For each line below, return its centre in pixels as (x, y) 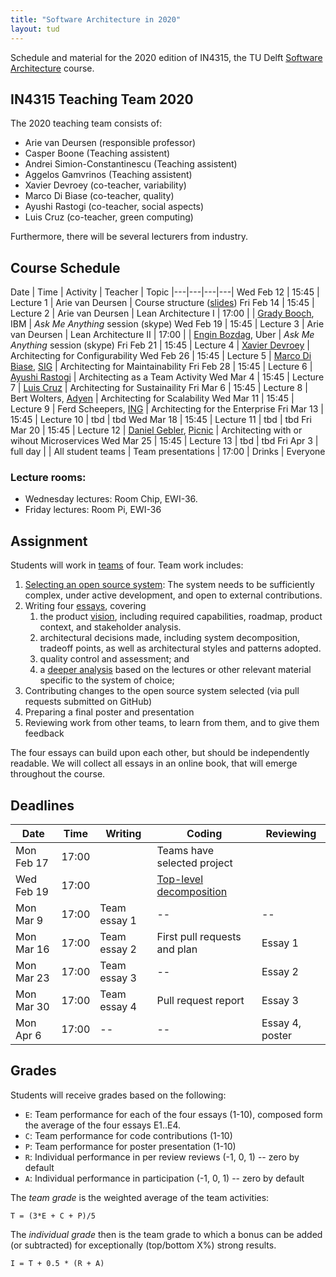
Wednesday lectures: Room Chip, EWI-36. (111, 499)
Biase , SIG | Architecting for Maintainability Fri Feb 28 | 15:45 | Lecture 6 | (161, 367)
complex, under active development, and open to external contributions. (173, 595)
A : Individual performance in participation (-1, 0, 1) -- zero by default (164, 1178)
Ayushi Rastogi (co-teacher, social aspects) (114, 207)
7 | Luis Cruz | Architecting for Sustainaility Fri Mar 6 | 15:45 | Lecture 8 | (159, 388)
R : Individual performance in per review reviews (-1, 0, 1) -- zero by (162, 1157)
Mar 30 (32, 1007)
